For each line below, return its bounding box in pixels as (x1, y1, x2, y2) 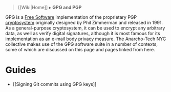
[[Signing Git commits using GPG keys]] (12, 81, 97, 87)
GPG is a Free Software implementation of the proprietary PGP (5, 14, 137, 20)
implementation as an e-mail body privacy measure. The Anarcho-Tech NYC (5, 36, 166, 42)
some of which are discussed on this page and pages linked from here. (5, 47, 155, 52)
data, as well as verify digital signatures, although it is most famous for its (5, 30, 160, 36)
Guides (5, 65, 37, 76)
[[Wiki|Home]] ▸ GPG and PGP (17, 5, 82, 10)
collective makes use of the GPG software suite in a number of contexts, (5, 41, 158, 47)
